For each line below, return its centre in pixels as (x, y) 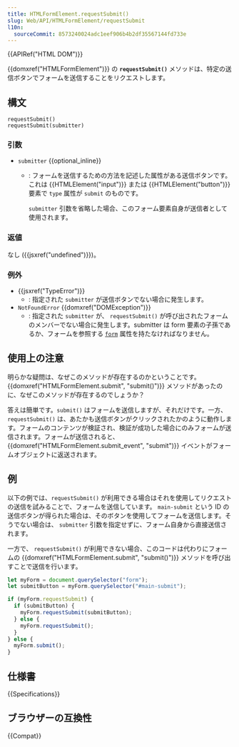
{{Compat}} (24, 736)
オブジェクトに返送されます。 (57, 454)
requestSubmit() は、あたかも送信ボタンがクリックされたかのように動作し (117, 419)
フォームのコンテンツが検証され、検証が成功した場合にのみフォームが (122, 427)
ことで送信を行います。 (47, 566)
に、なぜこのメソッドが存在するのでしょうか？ (76, 395)
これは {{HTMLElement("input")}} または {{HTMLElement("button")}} (129, 184)
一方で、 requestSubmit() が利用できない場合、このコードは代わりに (108, 548)
